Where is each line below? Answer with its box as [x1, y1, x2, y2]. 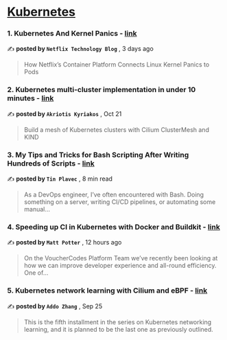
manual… [23, 205, 50, 214]
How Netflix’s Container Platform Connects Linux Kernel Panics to [23, 60, 210, 69]
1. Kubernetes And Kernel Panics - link [7, 29, 137, 38]
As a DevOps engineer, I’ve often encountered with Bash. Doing [23, 190, 204, 199]
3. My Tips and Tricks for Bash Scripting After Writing [7, 150, 189, 159]
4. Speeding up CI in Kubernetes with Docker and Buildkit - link [7, 223, 221, 231]
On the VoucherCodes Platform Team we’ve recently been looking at [23, 254, 218, 262]
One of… [23, 269, 49, 277]
